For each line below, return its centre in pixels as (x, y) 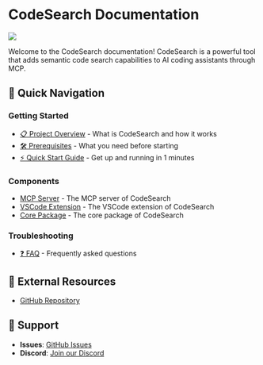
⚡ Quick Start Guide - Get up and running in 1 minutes (107, 157)
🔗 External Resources (62, 281)
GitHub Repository (50, 301)
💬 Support (34, 326)
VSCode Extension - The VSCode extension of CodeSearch (117, 206)
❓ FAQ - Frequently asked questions (78, 254)
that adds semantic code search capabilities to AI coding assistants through (132, 60)
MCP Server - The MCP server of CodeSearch (95, 198)
